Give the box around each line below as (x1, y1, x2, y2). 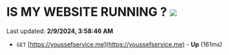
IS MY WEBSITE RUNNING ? (6, 4, 168, 20)
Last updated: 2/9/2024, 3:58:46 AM (6, 27, 113, 35)
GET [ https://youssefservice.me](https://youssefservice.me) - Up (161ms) (16, 40, 223, 48)
